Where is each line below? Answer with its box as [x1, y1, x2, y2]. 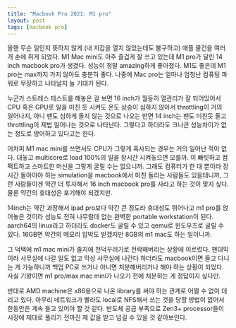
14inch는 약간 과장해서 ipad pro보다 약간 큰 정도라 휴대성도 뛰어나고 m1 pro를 [7, 204, 222, 212]
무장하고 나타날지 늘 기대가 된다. [20, 79, 109, 88]
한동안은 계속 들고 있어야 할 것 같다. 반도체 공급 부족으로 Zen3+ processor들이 [7, 305, 224, 313]
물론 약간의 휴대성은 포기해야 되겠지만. [7, 189, 113, 197]
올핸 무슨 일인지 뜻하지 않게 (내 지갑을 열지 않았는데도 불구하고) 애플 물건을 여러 [7, 44, 226, 52]
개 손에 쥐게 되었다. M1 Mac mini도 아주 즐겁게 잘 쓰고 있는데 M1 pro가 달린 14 [7, 52, 223, 61]
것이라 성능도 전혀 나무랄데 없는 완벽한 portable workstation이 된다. [25, 213, 214, 221]
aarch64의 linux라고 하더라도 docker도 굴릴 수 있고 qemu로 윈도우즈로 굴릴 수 [7, 221, 224, 230]
